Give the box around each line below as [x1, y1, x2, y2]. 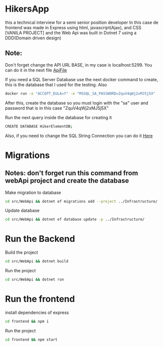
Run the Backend [5, 233, 75, 244]
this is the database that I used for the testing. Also [5, 82, 107, 87]
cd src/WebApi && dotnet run [5, 277, 64, 282]
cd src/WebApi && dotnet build [5, 259, 69, 264]
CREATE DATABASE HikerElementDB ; [5, 124, 73, 129]
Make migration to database [5, 190, 61, 195]
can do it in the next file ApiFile [5, 67, 67, 73]
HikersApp [5, 3, 50, 15]
